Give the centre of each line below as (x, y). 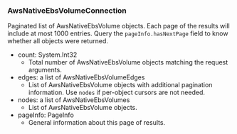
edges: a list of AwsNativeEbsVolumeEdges (81, 77)
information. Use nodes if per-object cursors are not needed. (116, 93)
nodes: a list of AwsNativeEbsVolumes (74, 100)
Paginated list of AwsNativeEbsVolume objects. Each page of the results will (118, 26)
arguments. (45, 70)
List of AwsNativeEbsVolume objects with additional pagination (120, 85)
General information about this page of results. (97, 123)
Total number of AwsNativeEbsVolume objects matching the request (128, 62)
